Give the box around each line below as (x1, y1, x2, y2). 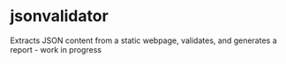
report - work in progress (10, 44, 102, 54)
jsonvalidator (10, 6, 109, 26)
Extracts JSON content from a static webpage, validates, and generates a (10, 35, 277, 46)
